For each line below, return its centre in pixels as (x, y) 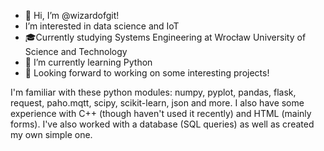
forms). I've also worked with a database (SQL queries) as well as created (162, 124)
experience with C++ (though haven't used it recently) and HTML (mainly (161, 113)
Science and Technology (76, 51)
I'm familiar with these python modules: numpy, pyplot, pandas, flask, (153, 92)
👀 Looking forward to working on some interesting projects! (147, 73)
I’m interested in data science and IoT (102, 26)
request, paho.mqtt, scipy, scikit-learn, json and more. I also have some (157, 103)
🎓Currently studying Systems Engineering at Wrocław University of (165, 37)
